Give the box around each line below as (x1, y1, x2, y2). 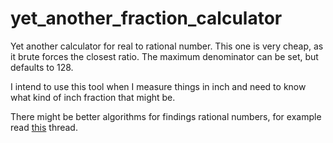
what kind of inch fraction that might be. (10, 91, 176, 103)
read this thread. (10, 121, 78, 133)
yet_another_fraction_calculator (10, 7, 283, 30)
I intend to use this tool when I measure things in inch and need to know (10, 80, 307, 92)
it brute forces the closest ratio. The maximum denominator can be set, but (10, 50, 319, 62)
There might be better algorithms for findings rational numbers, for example (10, 110, 322, 122)
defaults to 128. (10, 61, 74, 73)
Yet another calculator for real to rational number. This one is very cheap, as (10, 40, 324, 52)
